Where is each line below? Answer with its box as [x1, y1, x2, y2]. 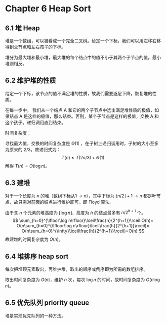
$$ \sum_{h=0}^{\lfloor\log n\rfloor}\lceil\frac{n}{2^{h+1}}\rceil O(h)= [12, 217, 154, 223]
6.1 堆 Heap [5, 24, 40, 32]
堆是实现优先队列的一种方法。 [5, 313, 66, 319]
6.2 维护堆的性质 [5, 76, 56, 85]
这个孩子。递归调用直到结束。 [5, 119, 66, 125]
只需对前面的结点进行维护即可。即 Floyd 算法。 [18, 199, 114, 205]
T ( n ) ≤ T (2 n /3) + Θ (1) [61, 154, 105, 160]
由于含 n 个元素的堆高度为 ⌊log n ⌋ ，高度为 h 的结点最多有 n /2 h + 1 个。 [5, 209, 146, 215]
